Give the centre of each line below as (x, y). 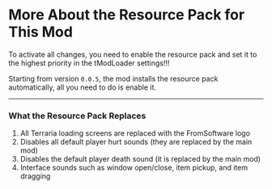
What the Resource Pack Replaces (77, 115)
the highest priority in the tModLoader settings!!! (89, 63)
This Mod (40, 32)
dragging (35, 176)
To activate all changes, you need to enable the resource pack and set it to (133, 54)
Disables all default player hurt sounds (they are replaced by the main (136, 142)
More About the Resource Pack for (127, 15)
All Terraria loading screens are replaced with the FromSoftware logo (135, 133)
